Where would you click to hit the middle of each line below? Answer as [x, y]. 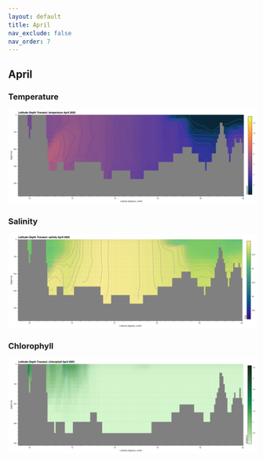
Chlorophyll [31, 346]
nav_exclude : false [40, 33]
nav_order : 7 [29, 42]
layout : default [35, 16]
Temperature [33, 97]
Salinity [23, 221]
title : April [29, 25]
